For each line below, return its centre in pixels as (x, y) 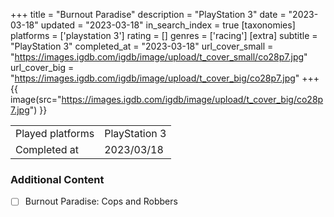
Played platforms (55, 133)
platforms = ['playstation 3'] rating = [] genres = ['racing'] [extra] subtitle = (164, 35)
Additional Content (57, 179)
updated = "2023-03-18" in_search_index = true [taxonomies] (168, 25)
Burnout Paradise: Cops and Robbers (101, 201)
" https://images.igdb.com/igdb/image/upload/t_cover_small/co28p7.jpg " (159, 57)
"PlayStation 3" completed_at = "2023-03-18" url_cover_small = (142, 46)
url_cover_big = (42, 67)
